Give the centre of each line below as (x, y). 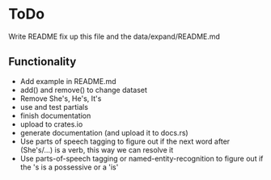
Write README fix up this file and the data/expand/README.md (114, 36)
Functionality (42, 62)
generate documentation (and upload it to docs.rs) (104, 132)
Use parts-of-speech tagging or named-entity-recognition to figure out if (142, 158)
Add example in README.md (68, 81)
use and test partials (54, 107)
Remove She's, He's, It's (61, 98)
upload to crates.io (51, 124)
